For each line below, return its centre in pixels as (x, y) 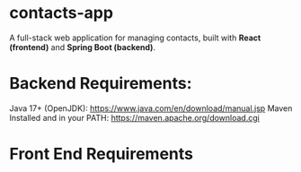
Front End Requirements (102, 154)
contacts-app (62, 13)
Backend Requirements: (101, 84)
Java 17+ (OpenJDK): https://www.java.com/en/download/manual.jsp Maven (151, 108)
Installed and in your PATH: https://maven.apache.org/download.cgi (135, 117)
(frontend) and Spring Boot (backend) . (82, 47)
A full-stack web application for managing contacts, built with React (135, 38)
